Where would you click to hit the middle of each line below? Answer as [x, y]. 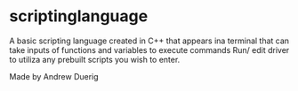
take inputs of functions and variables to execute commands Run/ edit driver [149, 49]
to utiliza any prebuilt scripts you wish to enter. [95, 59]
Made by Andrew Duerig [54, 76]
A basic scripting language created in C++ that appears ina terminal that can [149, 41]
